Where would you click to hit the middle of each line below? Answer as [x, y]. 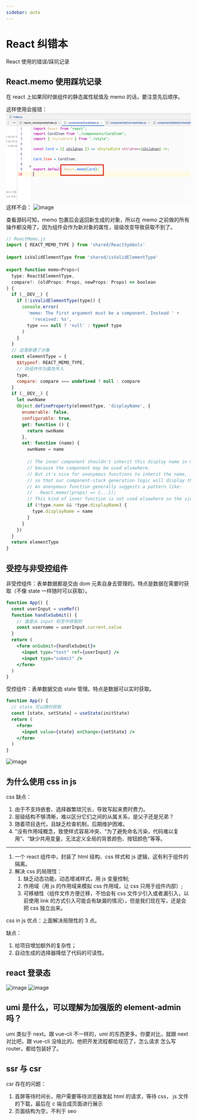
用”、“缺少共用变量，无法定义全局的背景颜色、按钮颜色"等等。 [90, 839]
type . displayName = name [62, 512]
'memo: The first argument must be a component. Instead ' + [103, 313]
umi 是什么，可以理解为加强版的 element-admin [94, 1008]
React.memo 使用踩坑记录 [54, 81]
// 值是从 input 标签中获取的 [50, 621]
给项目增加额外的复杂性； [45, 946]
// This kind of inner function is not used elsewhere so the [105, 499]
